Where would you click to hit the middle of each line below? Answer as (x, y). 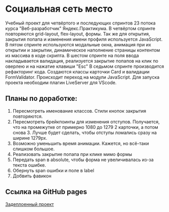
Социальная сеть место (59, 9)
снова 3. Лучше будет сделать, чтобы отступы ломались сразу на (84, 132)
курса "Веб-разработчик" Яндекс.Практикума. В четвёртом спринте (80, 28)
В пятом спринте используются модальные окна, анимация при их (78, 44)
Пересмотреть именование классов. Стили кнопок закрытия (79, 111)
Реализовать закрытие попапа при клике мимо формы (72, 154)
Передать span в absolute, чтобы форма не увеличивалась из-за (83, 160)
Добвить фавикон (32, 176)
